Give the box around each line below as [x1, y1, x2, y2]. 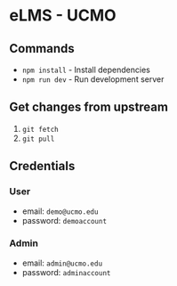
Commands [9, 41, 76, 56]
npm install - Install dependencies [21, 64, 151, 75]
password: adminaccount [21, 266, 111, 277]
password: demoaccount [21, 215, 108, 225]
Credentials [9, 159, 76, 174]
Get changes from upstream [9, 100, 169, 115]
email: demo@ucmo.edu [21, 206, 99, 217]
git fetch [21, 125, 60, 134]
